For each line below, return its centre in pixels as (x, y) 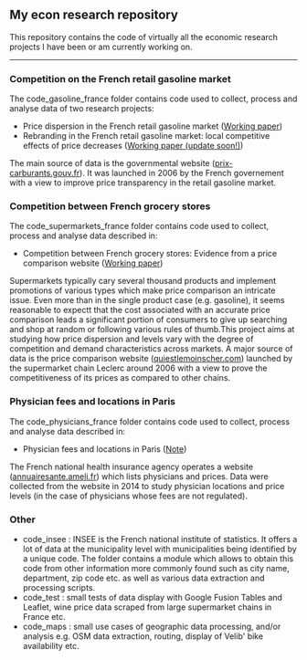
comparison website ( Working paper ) (93, 263)
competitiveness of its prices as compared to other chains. (120, 378)
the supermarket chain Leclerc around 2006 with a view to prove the (138, 368)
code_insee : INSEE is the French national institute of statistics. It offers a (160, 539)
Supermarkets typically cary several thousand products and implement (143, 281)
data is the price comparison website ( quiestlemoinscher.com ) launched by (151, 359)
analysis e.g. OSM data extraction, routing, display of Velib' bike (143, 636)
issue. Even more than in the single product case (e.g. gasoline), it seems (147, 300)
